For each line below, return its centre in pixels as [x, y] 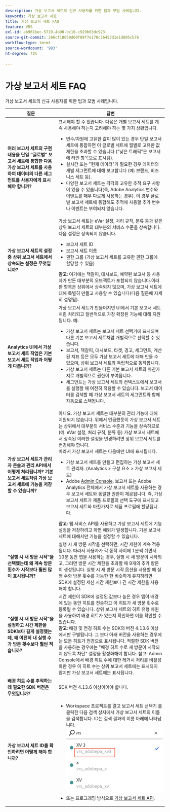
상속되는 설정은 [22, 263]
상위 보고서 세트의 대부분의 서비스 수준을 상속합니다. [110, 227]
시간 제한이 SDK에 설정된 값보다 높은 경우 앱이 [104, 596]
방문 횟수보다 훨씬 [30, 644]
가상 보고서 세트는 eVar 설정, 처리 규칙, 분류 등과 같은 [111, 221]
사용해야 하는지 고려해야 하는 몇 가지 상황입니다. [111, 128]
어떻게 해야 [36, 752]
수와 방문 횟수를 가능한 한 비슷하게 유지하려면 [108, 576]
